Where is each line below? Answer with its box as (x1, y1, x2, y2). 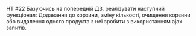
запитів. (6, 24, 27, 31)
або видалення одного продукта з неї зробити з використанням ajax (6, 18, 183, 25)
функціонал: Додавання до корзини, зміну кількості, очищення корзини (6, 11, 191, 19)
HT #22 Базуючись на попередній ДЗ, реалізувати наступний (6, 5, 165, 12)
